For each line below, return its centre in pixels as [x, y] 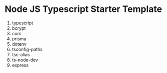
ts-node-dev [25, 60]
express [20, 65]
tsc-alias [21, 54]
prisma [19, 39]
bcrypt [19, 28]
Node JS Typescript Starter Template [83, 9]
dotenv [19, 44]
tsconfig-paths [27, 49]
